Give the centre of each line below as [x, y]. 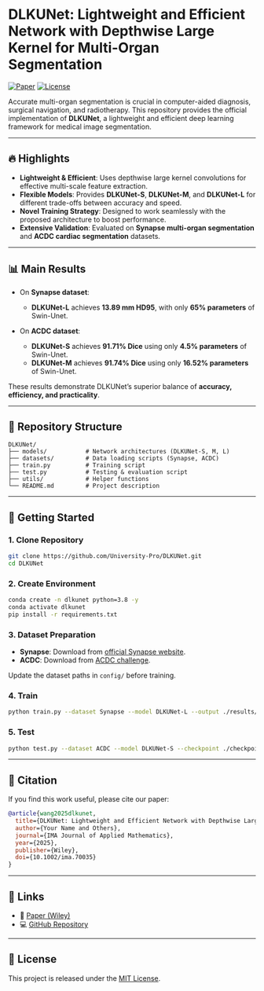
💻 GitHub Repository [54, 924]
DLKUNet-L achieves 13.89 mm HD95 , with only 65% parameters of [143, 307]
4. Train [23, 696]
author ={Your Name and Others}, [68, 828]
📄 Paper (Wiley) [45, 916]
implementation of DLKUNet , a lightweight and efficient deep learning [121, 118]
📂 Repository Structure [65, 426]
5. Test [22, 732]
